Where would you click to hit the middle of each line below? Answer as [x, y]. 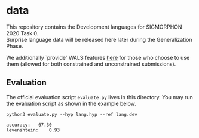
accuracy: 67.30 [29, 125]
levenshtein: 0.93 [33, 130]
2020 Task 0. [22, 33]
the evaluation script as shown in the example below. [71, 103]
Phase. [15, 46]
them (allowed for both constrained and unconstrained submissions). [91, 64]
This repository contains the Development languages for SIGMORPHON [94, 27]
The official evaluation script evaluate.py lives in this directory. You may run [99, 97]
